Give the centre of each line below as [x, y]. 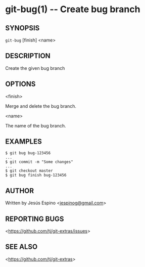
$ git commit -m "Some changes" [39, 162]
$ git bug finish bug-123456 [36, 175]
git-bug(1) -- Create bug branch [73, 9]
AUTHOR [20, 191]
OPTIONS [20, 84]
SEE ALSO [21, 247]
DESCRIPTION [28, 56]
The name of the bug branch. [36, 125]
